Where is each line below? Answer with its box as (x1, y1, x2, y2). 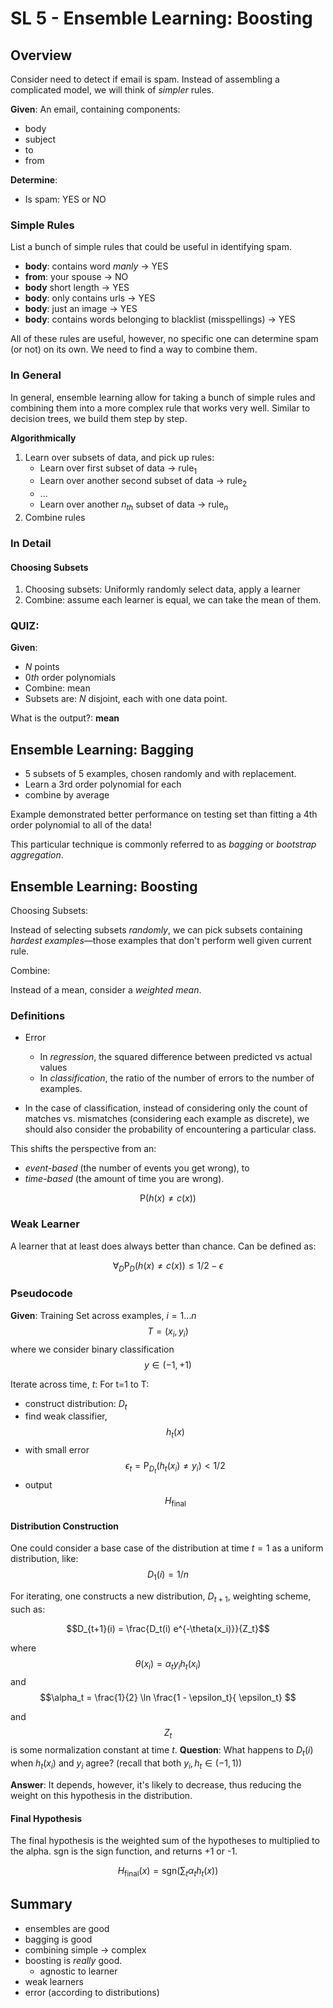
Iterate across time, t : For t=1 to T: (10, 1378, 150, 1390)
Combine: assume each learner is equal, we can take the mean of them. (24, 594, 322, 606)
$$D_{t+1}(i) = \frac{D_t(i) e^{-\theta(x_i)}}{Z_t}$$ (66, 1622, 270, 1634)
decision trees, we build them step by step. (10, 412, 188, 424)
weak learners (24, 1975, 84, 1987)
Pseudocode (10, 1287, 73, 1301)
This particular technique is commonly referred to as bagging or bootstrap (10, 838, 317, 851)
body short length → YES (24, 282, 130, 294)
